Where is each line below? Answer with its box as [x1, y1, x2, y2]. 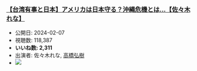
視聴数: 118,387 [14, 37, 53, 44]
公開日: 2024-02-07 [14, 29, 65, 37]
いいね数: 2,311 [14, 44, 53, 52]
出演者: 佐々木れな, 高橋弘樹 [14, 52, 85, 59]
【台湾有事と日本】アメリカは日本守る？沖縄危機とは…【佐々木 [6, 5, 190, 13]
